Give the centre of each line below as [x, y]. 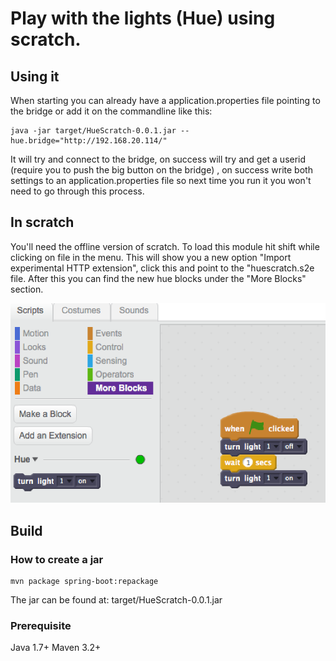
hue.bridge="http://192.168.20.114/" [89, 141]
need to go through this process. [77, 191]
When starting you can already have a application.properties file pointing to [165, 100]
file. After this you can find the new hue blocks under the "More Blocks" [158, 278]
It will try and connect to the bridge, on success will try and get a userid [158, 159]
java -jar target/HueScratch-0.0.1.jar [93, 131]
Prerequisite [41, 625]
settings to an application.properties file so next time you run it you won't [161, 180]
